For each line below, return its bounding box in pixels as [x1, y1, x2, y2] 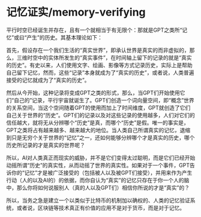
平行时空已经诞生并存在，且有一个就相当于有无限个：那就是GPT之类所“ [6, 26, 182, 33]
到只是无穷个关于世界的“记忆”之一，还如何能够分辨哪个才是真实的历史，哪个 [6, 134, 195, 141]
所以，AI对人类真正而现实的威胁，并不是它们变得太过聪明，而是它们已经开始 [6, 154, 196, 161]
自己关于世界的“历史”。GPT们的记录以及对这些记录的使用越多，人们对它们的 [6, 111, 195, 118]
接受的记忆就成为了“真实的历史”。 [6, 76, 90, 84]
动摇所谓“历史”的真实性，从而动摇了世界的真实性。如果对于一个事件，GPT [6, 161, 190, 169]
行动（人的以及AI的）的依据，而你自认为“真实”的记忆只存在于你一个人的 [6, 176, 184, 184]
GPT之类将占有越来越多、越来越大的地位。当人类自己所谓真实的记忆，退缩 [6, 126, 191, 133]
